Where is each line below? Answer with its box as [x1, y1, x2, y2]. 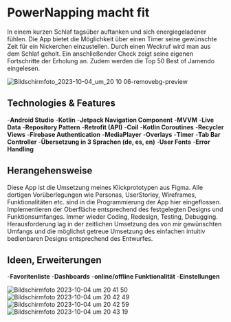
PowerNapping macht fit [7, 5, 150, 21]
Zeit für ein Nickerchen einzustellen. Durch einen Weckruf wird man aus [7, 42, 211, 50]
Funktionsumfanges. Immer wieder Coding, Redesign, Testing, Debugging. [7, 212, 218, 221]
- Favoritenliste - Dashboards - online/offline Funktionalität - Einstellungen [7, 272, 220, 281]
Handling [7, 144, 34, 153]
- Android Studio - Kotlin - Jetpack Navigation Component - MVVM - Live [7, 116, 214, 124]
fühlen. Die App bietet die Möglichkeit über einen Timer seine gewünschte [7, 34, 217, 43]
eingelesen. [7, 64, 40, 72]
